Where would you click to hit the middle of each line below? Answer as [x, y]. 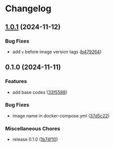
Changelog [28, 9]
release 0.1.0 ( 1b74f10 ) [35, 140]
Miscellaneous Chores [33, 128]
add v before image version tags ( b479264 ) [57, 51]
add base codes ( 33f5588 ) [40, 92]
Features [16, 81]
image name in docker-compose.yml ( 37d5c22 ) [61, 116]
